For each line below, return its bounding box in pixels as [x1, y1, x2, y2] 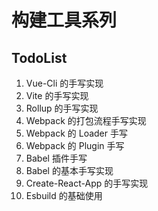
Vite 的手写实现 [25, 90, 89, 101]
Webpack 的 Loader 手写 [25, 127, 128, 139]
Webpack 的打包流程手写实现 [25, 115, 147, 126]
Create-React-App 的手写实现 [25, 177, 149, 189]
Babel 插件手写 [25, 152, 88, 164]
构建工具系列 [11, 9, 118, 32]
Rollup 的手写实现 [25, 102, 99, 114]
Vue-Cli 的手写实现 [25, 77, 104, 89]
